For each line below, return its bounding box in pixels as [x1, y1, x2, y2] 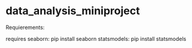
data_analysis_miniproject [5, 4, 140, 18]
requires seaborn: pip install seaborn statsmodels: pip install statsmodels [5, 35, 187, 42]
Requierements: [5, 24, 45, 31]
